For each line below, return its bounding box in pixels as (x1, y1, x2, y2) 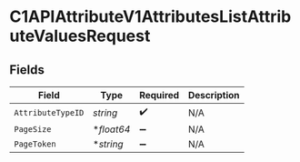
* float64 (92, 123, 131, 136)
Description (187, 89, 240, 101)
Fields (9, 62, 45, 77)
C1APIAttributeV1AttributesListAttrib (9, 6, 292, 27)
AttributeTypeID (14, 107, 85, 117)
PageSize (14, 125, 52, 134)
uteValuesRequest (9, 25, 151, 46)
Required (139, 89, 180, 101)
